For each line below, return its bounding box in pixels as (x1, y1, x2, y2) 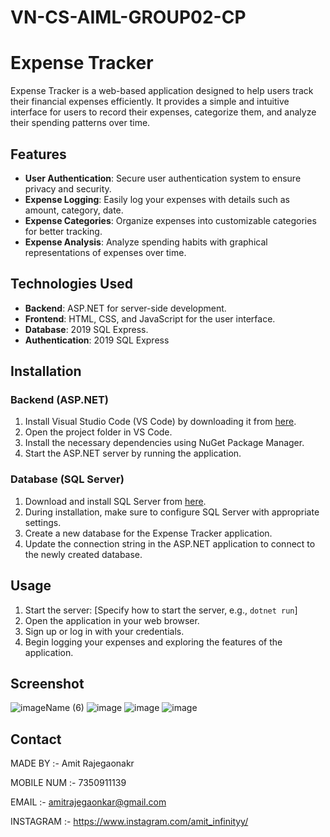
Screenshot (10, 675, 85, 692)
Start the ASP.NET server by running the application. (24, 447, 242, 460)
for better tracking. (24, 225, 103, 237)
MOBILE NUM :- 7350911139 (10, 777, 127, 789)
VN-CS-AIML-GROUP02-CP (10, 6, 247, 29)
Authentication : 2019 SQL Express (24, 334, 170, 346)
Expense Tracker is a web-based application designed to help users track (10, 85, 314, 97)
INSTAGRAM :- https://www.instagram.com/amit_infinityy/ (10, 816, 249, 828)
